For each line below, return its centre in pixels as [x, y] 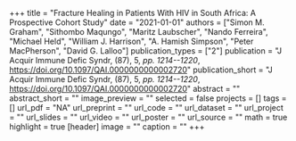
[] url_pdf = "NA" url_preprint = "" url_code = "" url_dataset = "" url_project [146, 108]
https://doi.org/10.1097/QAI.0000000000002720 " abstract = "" [125, 89]
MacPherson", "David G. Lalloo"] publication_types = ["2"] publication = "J [146, 51]
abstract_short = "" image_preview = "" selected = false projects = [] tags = [148, 98]
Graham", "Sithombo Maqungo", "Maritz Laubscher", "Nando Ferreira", [139, 32]
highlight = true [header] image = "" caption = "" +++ [107, 127]
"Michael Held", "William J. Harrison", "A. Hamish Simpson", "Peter [132, 41]
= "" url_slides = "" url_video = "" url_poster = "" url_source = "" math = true [148, 117]
